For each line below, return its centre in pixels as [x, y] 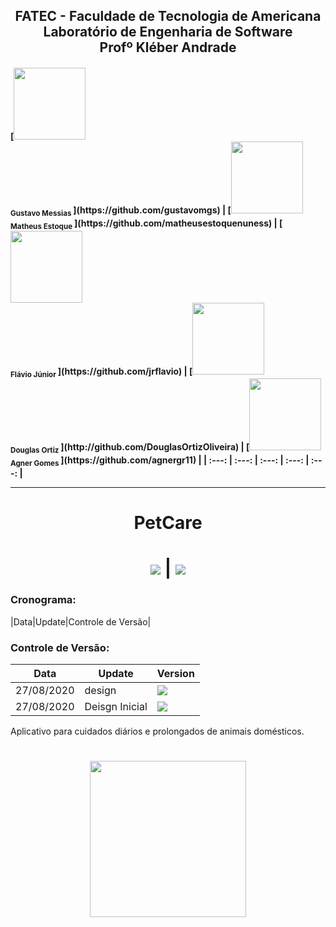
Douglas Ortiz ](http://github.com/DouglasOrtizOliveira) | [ [130, 448]
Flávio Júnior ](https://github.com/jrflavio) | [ [101, 372]
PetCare [168, 523]
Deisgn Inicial [116, 706]
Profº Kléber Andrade [168, 47]
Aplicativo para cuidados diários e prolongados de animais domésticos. [157, 731]
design [100, 690]
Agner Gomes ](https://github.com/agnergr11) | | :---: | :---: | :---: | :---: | [160, 461]
